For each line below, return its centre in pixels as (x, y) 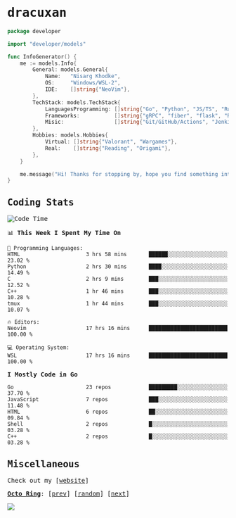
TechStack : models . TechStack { (77, 102)
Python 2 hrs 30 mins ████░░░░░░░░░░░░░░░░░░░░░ (118, 267)
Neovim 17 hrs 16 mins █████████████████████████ (118, 329)
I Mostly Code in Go (43, 375)
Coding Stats (41, 202)
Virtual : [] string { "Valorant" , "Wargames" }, (111, 142)
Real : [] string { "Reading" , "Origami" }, (108, 148)
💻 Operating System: (39, 348)
